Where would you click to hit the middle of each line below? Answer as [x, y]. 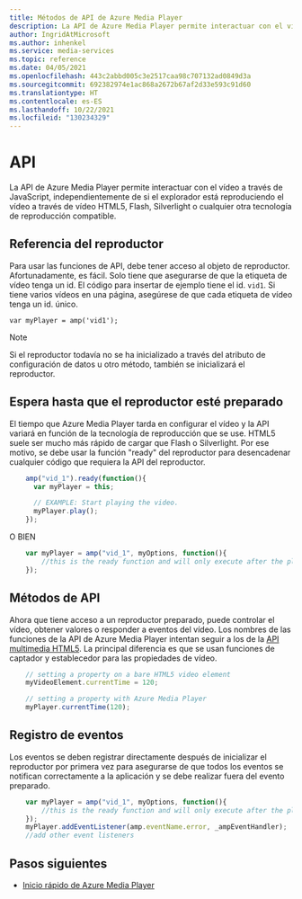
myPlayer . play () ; [66, 512]
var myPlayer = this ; [74, 486]
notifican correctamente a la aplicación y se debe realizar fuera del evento [147, 776]
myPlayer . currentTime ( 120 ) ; [78, 708]
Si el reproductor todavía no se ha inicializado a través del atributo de [138, 354]
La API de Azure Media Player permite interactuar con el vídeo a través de [146, 187]
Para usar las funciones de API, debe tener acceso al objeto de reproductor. [150, 265]
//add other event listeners [80, 836]
